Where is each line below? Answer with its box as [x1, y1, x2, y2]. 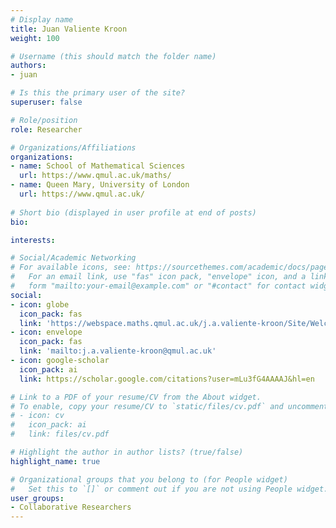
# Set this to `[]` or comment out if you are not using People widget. [10, 484, 329, 494]
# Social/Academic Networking [10, 253, 137, 263]
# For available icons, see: [10, 262, 132, 273]
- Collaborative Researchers [10, 502, 132, 513]
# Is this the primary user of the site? [10, 88, 186, 98]
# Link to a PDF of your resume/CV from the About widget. [10, 392, 262, 402]
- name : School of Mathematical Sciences [10, 161, 186, 171]
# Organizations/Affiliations [10, 142, 137, 153]
